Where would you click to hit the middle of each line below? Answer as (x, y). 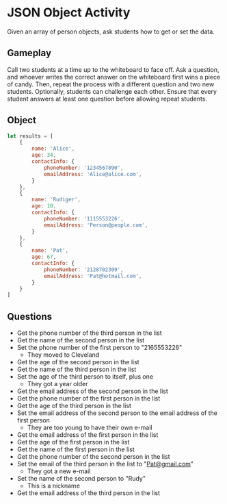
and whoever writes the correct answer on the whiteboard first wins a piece (114, 77)
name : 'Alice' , (53, 149)
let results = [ (30, 136)
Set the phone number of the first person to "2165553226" (99, 348)
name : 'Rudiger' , (56, 200)
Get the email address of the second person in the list (93, 391)
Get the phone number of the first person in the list (89, 399)
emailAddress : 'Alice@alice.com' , (93, 174)
